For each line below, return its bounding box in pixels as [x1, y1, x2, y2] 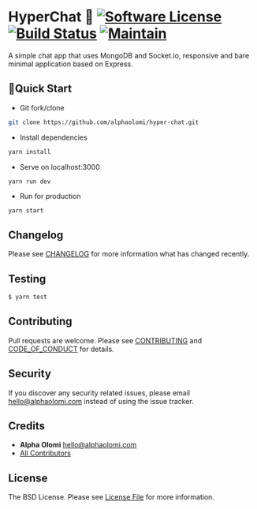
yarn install [8, 148, 51, 155]
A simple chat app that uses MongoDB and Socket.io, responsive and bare [8, 51, 250, 60]
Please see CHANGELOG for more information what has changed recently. [8, 249, 250, 259]
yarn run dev [8, 178, 51, 185]
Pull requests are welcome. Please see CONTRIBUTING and [8, 335, 203, 345]
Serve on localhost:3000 [19, 162, 100, 171]
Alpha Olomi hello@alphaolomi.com [19, 440, 137, 450]
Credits [8, 419, 46, 432]
